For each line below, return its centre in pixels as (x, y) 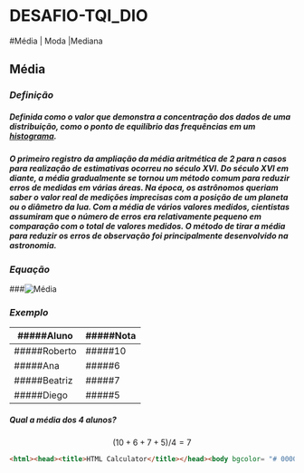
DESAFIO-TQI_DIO (79, 16)
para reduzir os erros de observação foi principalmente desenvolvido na (149, 236)
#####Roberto (45, 352)
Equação (29, 269)
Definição (32, 95)
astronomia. (33, 246)
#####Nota (111, 336)
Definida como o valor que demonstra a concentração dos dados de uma (150, 116)
